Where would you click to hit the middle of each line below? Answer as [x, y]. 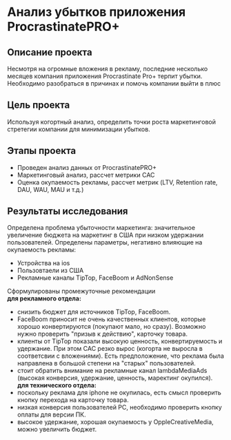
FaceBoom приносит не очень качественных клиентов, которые [111, 319]
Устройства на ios [43, 263]
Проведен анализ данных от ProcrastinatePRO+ [87, 167]
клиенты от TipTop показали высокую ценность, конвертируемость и [120, 341]
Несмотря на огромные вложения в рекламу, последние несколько [108, 69]
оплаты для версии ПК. [51, 414]
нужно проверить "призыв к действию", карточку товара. [102, 334]
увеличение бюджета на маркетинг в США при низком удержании [106, 235]
